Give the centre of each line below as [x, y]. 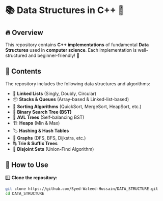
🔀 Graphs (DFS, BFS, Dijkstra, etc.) [49, 138]
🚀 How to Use [27, 165]
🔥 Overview [24, 32]
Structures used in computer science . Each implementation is [71, 50]
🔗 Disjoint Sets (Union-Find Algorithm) [53, 149]
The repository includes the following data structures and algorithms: [78, 83]
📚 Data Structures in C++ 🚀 [65, 10]
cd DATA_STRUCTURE [25, 193]
